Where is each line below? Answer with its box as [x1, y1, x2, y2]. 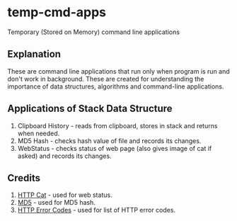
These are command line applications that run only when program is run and [7, 67, 230, 75]
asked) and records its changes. [17, 152, 112, 160]
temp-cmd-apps [7, 4, 106, 21]
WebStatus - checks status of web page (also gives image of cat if [17, 144, 212, 152]
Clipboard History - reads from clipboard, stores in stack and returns [17, 121, 218, 130]
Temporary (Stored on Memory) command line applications [7, 28, 180, 36]
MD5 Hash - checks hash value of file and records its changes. [17, 136, 202, 145]
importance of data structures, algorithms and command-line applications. [7, 82, 224, 91]
